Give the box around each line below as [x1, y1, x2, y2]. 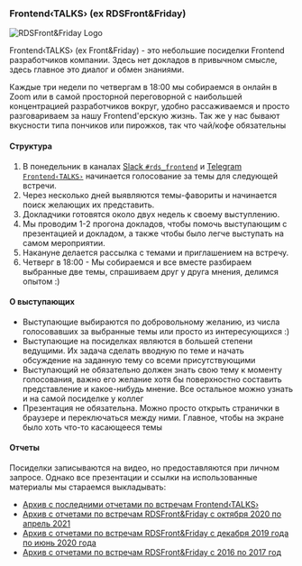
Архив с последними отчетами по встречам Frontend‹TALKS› [22, 498, 260, 509]
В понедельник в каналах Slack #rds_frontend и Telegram [22, 160, 242, 171]
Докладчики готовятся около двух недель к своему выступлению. [22, 208, 280, 219]
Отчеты [9, 443, 41, 453]
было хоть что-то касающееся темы [22, 422, 163, 433]
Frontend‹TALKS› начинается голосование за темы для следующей [22, 170, 278, 181]
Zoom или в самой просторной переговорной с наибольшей [9, 91, 243, 102]
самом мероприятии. [22, 237, 105, 248]
